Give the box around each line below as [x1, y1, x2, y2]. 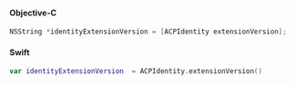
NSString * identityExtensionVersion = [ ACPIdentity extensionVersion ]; [9, 27, 287, 36]
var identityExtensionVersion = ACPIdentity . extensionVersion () [9, 67, 262, 76]
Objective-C [9, 7, 57, 18]
